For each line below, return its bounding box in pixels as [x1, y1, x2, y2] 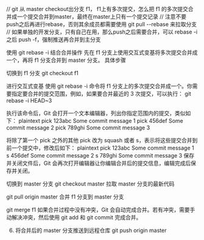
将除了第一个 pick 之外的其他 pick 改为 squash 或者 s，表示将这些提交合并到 [6, 137, 198, 144]
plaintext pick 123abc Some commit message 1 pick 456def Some [18, 117, 184, 124]
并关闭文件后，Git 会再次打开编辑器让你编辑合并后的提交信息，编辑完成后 [6, 159, 191, 167]
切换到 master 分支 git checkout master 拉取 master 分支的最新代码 [6, 180, 175, 187]
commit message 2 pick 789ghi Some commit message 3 [6, 124, 150, 131]
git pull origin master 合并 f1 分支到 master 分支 [6, 193, 124, 200]
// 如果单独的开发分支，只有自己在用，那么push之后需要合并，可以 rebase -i [6, 28, 198, 35]
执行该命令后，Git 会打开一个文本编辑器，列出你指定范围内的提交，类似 [6, 109, 186, 117]
